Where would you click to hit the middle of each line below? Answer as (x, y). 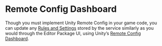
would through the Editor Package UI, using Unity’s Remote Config (73, 33)
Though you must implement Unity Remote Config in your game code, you (81, 23)
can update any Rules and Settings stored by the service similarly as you (80, 28)
